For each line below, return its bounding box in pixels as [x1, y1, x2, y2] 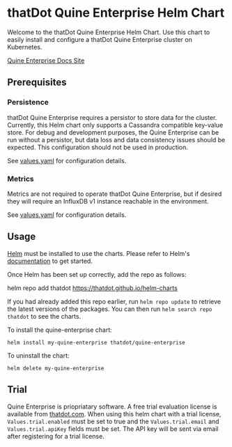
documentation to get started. [7, 257, 93, 265]
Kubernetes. [7, 43, 42, 51]
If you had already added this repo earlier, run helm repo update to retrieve [7, 297, 222, 305]
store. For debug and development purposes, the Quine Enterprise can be [7, 128, 219, 137]
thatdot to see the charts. [7, 312, 82, 320]
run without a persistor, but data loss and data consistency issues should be [7, 135, 226, 144]
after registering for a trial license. [7, 432, 105, 440]
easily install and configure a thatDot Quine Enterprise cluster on [7, 35, 193, 43]
